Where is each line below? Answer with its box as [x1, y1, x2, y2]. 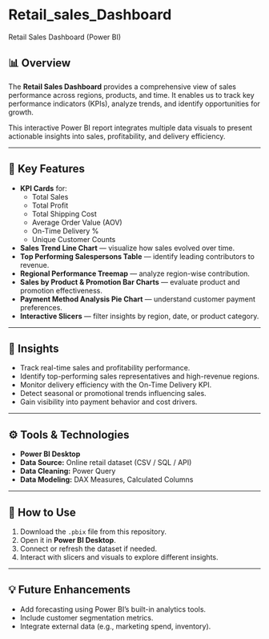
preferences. [19, 302, 62, 312]
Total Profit [31, 200, 69, 210]
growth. [8, 107, 34, 117]
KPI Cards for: [19, 183, 68, 193]
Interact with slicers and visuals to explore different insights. [19, 552, 219, 562]
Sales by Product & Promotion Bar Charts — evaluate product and [19, 277, 240, 286]
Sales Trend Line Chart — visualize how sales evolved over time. [19, 243, 235, 253]
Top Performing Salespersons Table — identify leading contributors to [19, 251, 255, 261]
